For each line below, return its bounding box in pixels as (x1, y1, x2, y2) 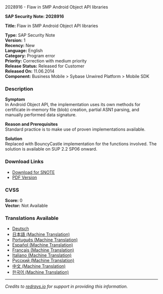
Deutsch (12, 226, 29, 232)
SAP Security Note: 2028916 (5, 14, 64, 19)
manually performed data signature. (5, 112, 77, 118)
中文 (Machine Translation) (12, 263, 66, 269)
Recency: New (5, 43, 35, 48)
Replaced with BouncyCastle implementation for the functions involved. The (5, 141, 157, 147)
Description (5, 85, 33, 92)
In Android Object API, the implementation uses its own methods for (5, 102, 141, 108)
